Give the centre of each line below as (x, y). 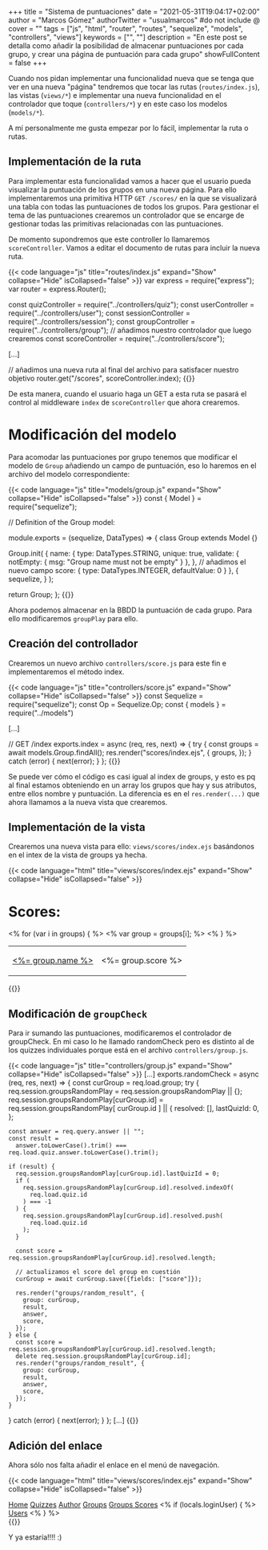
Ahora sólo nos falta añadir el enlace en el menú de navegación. (114, 1465)
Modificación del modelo (93, 435)
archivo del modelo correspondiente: (69, 474)
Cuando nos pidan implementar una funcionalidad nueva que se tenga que (131, 78)
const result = (34, 1139)
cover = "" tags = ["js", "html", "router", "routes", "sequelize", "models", (126, 28)
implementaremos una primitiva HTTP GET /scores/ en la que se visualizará (133, 198)
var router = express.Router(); (57, 289)
